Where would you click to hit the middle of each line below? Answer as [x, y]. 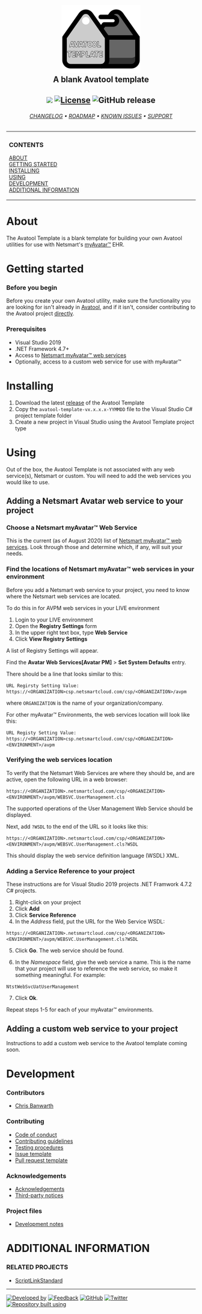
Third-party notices [39, 1195]
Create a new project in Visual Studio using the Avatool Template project [104, 422]
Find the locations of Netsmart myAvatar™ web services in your [100, 569]
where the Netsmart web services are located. [64, 596]
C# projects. [22, 891]
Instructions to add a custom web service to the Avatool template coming [97, 1043]
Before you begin [32, 288]
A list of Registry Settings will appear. [53, 650]
